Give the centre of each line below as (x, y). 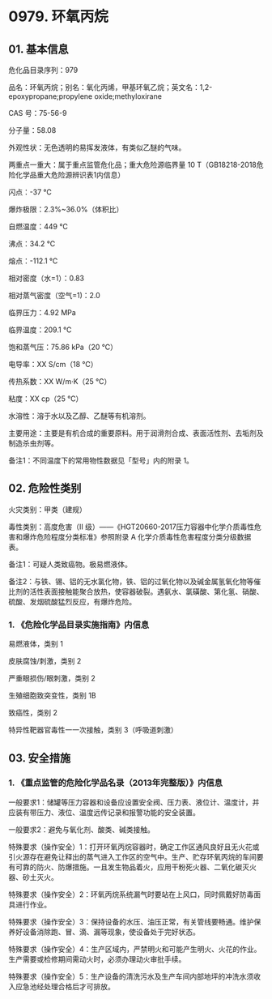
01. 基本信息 (38, 49)
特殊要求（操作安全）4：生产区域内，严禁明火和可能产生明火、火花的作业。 (135, 949)
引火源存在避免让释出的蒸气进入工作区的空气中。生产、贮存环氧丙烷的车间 (132, 856)
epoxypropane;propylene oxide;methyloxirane (85, 96)
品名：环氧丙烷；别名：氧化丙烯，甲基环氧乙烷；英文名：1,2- (110, 87)
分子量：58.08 (32, 130)
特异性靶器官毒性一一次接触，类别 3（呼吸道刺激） (93, 730)
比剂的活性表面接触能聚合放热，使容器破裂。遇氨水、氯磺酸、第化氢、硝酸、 (136, 591)
